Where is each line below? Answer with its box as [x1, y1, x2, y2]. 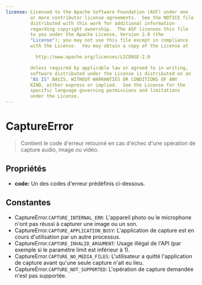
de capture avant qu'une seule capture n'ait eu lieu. [14, 259, 144, 266]
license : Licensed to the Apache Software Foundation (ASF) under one [5, 9, 189, 15]
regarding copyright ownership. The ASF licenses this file [30, 26, 189, 32]
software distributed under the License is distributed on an [30, 71, 191, 77]
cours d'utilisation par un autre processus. [14, 233, 121, 241]
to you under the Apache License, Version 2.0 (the [30, 32, 164, 38]
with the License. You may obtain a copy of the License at [30, 43, 189, 49]
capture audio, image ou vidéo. [20, 146, 99, 153]
